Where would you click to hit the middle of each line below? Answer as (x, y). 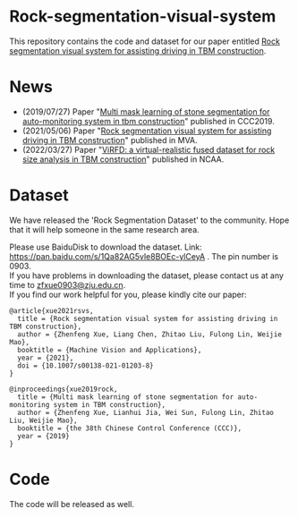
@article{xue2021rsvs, (51, 310)
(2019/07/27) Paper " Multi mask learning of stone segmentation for (146, 111)
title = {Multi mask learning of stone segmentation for (126, 397)
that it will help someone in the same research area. (104, 229)
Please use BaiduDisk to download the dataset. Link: (106, 247)
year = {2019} (43, 436)
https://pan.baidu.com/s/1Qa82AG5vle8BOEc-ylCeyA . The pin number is (144, 256)
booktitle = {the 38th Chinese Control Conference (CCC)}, (130, 428)
